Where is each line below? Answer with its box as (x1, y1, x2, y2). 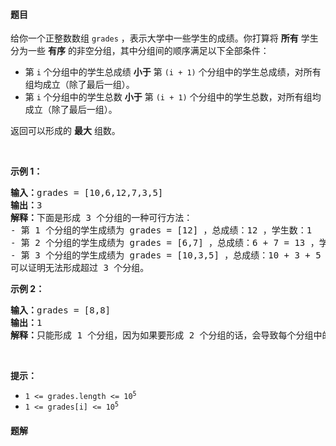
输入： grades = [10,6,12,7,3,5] (10, 187, 164, 199)
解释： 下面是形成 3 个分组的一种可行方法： (10, 212, 193, 224)
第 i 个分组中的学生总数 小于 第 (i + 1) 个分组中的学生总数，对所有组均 (24, 91, 322, 103)
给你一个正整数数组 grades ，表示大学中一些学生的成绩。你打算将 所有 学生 (10, 32, 319, 44)
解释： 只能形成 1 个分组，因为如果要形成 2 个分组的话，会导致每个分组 (10, 330, 314, 341)
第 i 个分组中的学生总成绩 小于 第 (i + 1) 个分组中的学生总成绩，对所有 (24, 66, 322, 78)
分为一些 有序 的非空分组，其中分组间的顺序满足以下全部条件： (10, 45, 270, 57)
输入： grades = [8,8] (10, 305, 112, 316)
